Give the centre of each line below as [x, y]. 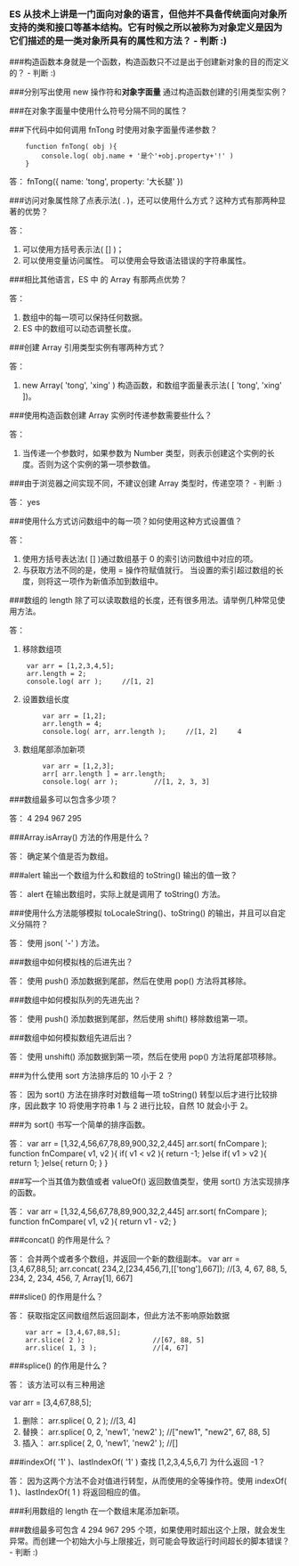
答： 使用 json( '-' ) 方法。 [57, 943]
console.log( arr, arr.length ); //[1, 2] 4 [142, 732]
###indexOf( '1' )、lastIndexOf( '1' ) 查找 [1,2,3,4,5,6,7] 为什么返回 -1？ [137, 1462]
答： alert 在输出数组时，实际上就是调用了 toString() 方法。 [117, 894]
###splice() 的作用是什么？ [59, 1366]
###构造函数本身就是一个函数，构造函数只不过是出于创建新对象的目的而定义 [149, 62]
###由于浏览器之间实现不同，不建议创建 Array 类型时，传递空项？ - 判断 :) [145, 484]
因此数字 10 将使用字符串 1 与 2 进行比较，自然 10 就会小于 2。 [139, 1105]
